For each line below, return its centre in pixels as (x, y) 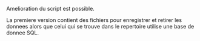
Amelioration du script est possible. (51, 9)
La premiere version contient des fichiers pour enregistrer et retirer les (94, 20)
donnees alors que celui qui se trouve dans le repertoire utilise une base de (100, 26)
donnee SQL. (23, 33)
